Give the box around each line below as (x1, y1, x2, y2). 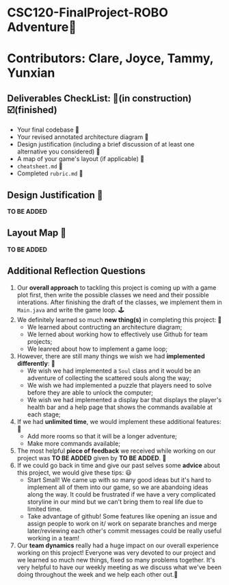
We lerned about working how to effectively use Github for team (27, 330, 208, 338)
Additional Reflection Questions (7, 265, 146, 277)
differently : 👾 (16, 359, 56, 367)
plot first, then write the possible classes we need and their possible (16, 290, 210, 299)
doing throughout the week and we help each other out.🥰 (16, 570, 178, 578)
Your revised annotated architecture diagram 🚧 (16, 133, 149, 141)
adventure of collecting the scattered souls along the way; (27, 373, 191, 382)
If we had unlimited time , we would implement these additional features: (16, 417, 221, 425)
